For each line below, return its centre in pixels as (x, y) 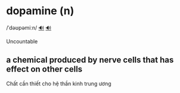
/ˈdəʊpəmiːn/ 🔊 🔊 (29, 27)
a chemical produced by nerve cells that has (90, 60)
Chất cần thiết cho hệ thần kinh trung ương (59, 84)
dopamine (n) (40, 11)
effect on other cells (44, 69)
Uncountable (22, 41)
